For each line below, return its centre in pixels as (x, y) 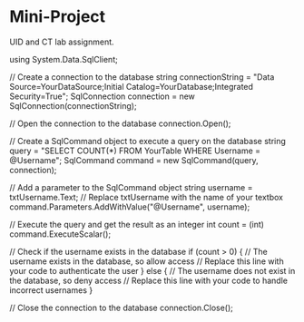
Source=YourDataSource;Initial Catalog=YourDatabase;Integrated (132, 86)
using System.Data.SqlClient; (64, 59)
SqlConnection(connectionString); (74, 105)
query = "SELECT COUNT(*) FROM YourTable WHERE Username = (135, 151)
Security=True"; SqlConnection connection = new (102, 96)
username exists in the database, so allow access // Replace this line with (147, 261)
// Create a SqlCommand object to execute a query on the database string (147, 141)
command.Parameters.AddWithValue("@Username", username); (130, 207)
